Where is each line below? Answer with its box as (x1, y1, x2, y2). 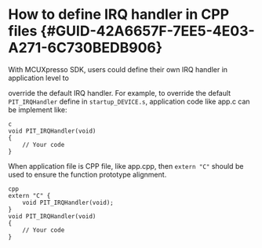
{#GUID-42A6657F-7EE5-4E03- (40, 22, 255, 40)
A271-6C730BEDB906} (8, 39, 163, 57)
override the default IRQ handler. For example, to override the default (8, 88, 231, 97)
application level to (8, 73, 69, 82)
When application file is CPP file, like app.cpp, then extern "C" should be (8, 161, 244, 170)
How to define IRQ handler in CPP (8, 5, 230, 24)
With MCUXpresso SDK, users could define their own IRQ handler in (8, 64, 228, 74)
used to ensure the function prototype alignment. (8, 170, 167, 179)
